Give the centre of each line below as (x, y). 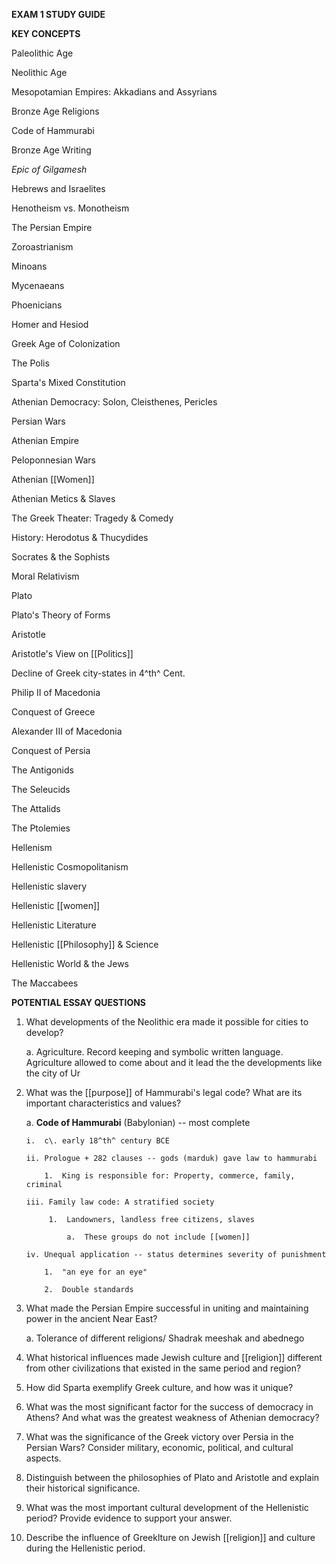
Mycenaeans (38, 285)
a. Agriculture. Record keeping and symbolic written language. (154, 1052)
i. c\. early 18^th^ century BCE (97, 1141)
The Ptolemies (41, 828)
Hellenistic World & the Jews (70, 963)
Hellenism (32, 847)
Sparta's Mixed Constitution (68, 382)
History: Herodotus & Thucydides (80, 537)
